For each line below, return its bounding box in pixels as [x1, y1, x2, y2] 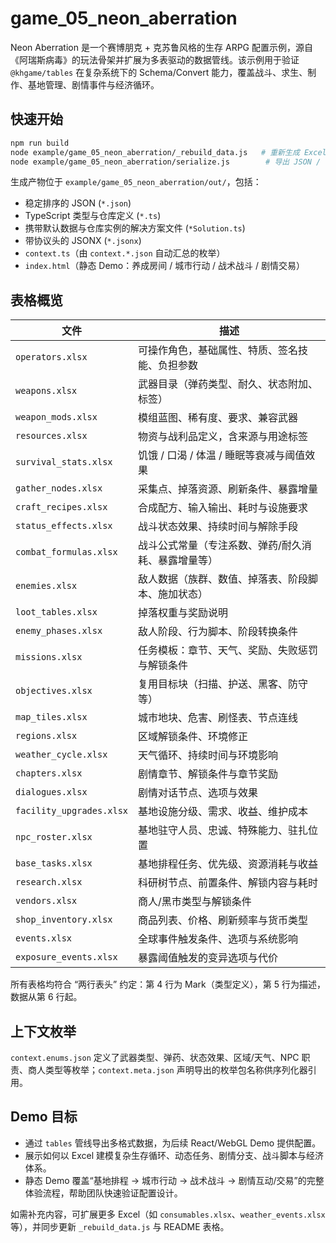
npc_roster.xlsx [15, 832, 93, 843]
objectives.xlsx [15, 685, 93, 697]
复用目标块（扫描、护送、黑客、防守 [138, 677, 309, 691]
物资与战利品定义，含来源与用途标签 [138, 430, 309, 444]
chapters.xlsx [15, 768, 83, 779]
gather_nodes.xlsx [15, 483, 103, 494]
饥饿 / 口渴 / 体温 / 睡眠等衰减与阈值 [138, 448, 306, 462]
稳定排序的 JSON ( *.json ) [24, 197, 132, 209]
